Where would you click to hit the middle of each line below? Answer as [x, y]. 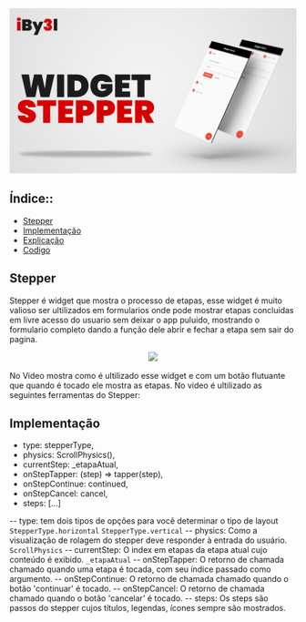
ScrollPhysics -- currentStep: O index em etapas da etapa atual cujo [138, 550]
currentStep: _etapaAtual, [70, 464]
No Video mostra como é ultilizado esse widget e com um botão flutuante [148, 375]
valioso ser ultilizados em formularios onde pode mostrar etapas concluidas [152, 310]
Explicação [43, 240]
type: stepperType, [58, 445]
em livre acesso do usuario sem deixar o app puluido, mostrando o [135, 320]
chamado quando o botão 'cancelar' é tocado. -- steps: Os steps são [139, 598]
